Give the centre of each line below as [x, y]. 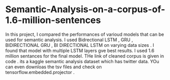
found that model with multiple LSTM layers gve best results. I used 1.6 [80, 50]
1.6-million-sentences [53, 20]
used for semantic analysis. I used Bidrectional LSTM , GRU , [69, 40]
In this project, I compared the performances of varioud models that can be [85, 34]
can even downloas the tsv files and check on [54, 67]
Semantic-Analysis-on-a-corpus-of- [85, 9]
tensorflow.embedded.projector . [40, 72]
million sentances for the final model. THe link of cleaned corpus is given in [85, 56]
